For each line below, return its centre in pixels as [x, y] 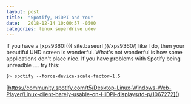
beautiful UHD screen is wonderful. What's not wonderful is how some [95, 53]
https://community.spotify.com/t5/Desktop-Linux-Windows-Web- [90, 88]
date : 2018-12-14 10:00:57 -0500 [51, 23]
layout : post [23, 12]
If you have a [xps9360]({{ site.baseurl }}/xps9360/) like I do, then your [95, 46]
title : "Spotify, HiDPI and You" [50, 18]
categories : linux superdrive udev [51, 29]
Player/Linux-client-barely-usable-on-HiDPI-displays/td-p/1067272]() [93, 94]
